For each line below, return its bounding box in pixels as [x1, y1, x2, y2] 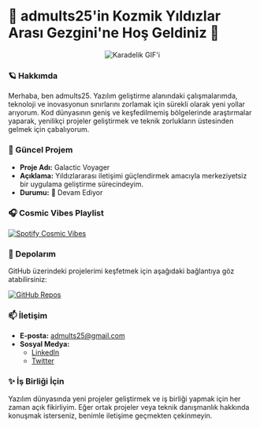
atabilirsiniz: [8, 275, 47, 284]
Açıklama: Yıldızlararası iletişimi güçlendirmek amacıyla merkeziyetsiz [19, 171, 247, 180]
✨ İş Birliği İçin [8, 376, 65, 387]
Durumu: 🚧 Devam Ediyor [19, 187, 103, 197]
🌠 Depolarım [8, 248, 57, 259]
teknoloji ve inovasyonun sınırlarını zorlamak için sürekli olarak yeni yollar [8, 99, 246, 109]
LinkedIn [31, 347, 60, 358]
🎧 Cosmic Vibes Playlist [8, 208, 104, 219]
